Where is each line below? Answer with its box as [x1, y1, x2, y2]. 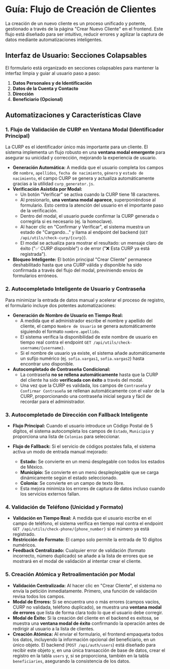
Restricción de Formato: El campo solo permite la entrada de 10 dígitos [12, 537, 162, 543]
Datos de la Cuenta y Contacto [12, 85, 79, 91]
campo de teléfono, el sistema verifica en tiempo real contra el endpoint [12, 520, 163, 526]
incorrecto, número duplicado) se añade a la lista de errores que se [12, 553, 154, 559]
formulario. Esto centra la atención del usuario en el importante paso [20, 202, 164, 209]
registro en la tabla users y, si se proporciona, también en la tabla [12, 652, 149, 658]
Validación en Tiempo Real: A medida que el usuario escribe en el [12, 515, 152, 521]
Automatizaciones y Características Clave [5, 111, 142, 120]
